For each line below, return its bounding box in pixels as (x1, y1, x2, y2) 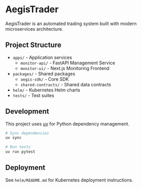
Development (5, 107, 50, 116)
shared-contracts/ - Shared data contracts (20, 81, 111, 87)
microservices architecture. (5, 26, 64, 32)
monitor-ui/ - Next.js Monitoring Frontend (20, 65, 110, 71)
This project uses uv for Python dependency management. (5, 121, 130, 127)
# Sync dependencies (5, 130, 50, 136)
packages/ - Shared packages (12, 70, 75, 77)
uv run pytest (5, 149, 36, 154)
